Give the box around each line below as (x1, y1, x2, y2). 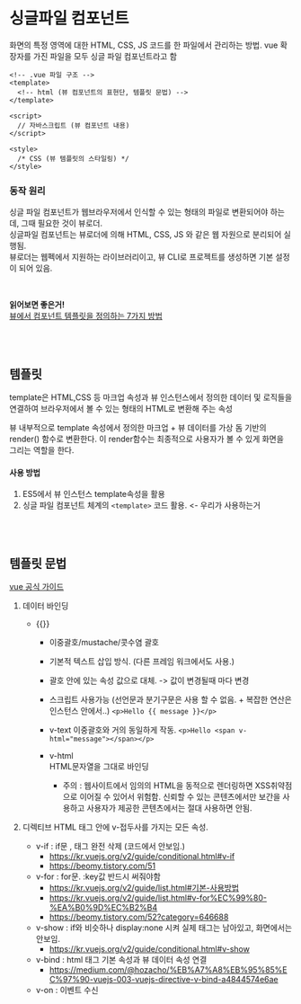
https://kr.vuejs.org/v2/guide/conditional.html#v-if (49, 851, 235, 862)
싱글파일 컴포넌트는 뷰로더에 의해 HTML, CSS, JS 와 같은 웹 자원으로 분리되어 (9, 229, 282, 240)
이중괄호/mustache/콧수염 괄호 (49, 637, 160, 648)
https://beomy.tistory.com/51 (49, 860, 156, 872)
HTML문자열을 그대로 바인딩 (49, 761, 150, 772)
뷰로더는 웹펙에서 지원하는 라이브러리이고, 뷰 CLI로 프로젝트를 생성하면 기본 (9, 252, 274, 262)
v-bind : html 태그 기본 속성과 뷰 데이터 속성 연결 (35, 955, 208, 965)
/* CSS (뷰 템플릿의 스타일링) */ (17, 154, 130, 163)
